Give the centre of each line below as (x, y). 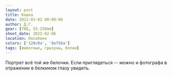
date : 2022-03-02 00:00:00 (34, 19)
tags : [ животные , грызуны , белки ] (42, 48)
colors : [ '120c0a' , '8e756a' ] (38, 43)
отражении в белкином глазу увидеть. (47, 68)
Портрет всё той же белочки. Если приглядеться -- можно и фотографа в (86, 62)
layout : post (19, 10)
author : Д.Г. (19, 24)
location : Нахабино (26, 39)
